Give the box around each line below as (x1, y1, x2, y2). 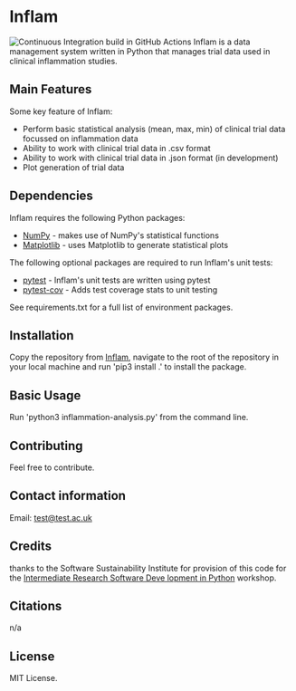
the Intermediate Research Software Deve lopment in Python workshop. (9, 572, 277, 583)
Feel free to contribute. (9, 462, 95, 473)
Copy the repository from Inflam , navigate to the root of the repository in (9, 351, 279, 363)
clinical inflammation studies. (9, 55, 118, 66)
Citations (9, 599, 62, 614)
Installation (9, 328, 74, 343)
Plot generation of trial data (22, 161, 125, 173)
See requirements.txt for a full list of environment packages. (9, 302, 234, 312)
